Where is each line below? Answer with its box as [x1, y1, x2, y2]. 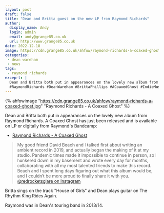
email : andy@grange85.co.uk [9, 35, 67, 40]
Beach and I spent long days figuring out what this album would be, [17, 168, 153, 173]
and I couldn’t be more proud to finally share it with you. [17, 173, 130, 179]
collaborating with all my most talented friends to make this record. [17, 162, 152, 169]
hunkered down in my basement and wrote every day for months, [17, 157, 149, 163]
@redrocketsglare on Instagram [17, 178, 81, 184]
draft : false [5, 12, 32, 17]
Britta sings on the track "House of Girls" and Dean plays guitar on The [5, 188, 147, 193]
